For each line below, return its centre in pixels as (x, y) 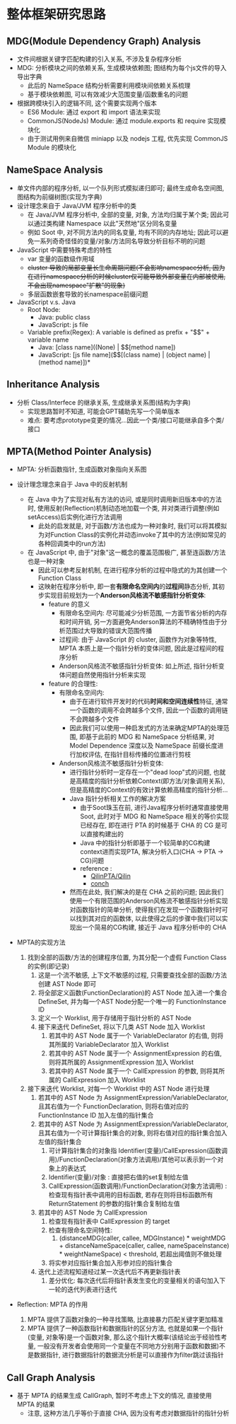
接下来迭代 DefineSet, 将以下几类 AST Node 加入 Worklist (122, 1027)
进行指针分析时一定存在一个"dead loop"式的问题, (141, 772)
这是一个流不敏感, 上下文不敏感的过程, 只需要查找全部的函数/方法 (132, 975)
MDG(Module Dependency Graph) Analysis (104, 41)
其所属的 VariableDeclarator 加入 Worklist (108, 1045)
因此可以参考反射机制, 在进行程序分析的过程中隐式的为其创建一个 (132, 570)
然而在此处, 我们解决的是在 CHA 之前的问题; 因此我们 (147, 892)
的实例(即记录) (48, 966)
